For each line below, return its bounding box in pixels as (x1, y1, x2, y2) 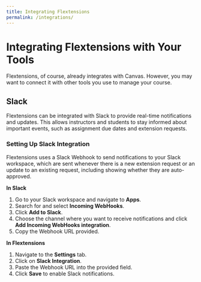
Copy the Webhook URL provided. (14, 228, 100, 235)
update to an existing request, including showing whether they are (6, 166, 170, 174)
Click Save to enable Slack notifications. (14, 270, 115, 277)
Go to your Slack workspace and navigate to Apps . (14, 196, 142, 203)
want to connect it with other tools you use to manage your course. (6, 79, 172, 86)
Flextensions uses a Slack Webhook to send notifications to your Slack (6, 153, 181, 160)
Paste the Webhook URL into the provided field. (14, 263, 133, 271)
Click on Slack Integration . (14, 257, 82, 264)
